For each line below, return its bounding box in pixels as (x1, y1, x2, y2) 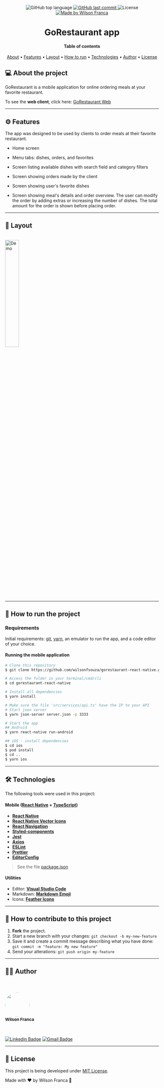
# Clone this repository (5, 663, 56, 668)
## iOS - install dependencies (5, 739, 69, 744)
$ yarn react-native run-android (5, 730, 73, 735)
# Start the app (5, 721, 38, 725)
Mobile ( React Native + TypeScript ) (5, 802, 78, 807)
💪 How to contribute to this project (5, 915, 111, 923)
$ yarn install (5, 694, 36, 699)
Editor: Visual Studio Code (12, 886, 66, 891)
